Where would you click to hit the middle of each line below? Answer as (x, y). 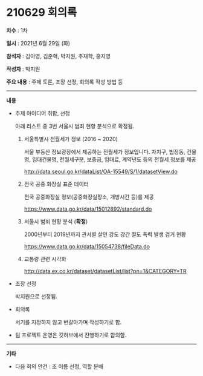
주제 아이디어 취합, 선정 (43, 113)
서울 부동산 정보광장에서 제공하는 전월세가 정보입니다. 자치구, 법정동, (105, 151)
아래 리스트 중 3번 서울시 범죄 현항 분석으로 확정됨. (75, 126)
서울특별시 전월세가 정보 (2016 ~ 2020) (71, 139)
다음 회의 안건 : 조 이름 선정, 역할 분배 (59, 366)
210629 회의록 (42, 12)
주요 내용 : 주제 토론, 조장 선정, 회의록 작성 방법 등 (65, 82)
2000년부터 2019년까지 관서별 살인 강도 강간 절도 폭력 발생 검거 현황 (105, 234)
